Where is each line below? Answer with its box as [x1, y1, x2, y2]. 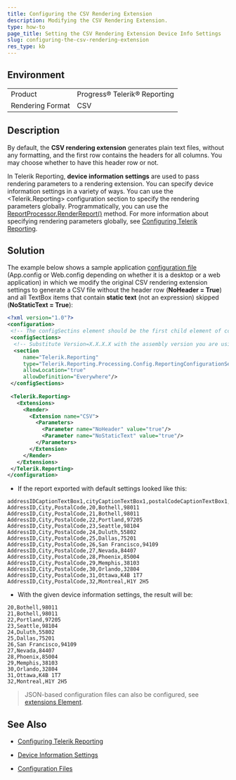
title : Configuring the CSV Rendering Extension [7, 10, 152, 18]
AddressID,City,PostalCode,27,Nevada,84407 [7, 547, 137, 555]
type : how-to [7, 23, 46, 30]
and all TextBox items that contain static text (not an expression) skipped [7, 293, 219, 302]
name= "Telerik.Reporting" [22, 354, 99, 361]
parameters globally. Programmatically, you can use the [7, 202, 169, 210]
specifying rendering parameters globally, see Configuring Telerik [7, 216, 198, 225]
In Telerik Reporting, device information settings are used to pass [7, 172, 199, 180]
